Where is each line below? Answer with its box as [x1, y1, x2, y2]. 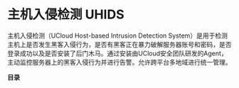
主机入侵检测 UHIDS [7, 6, 124, 23]
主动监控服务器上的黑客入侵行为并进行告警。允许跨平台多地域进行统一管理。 [7, 57, 232, 66]
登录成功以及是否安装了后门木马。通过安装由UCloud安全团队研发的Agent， [7, 49, 228, 57]
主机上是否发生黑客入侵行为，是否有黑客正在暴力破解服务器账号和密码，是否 [7, 40, 232, 48]
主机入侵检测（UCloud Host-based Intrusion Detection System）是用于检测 [7, 31, 228, 40]
